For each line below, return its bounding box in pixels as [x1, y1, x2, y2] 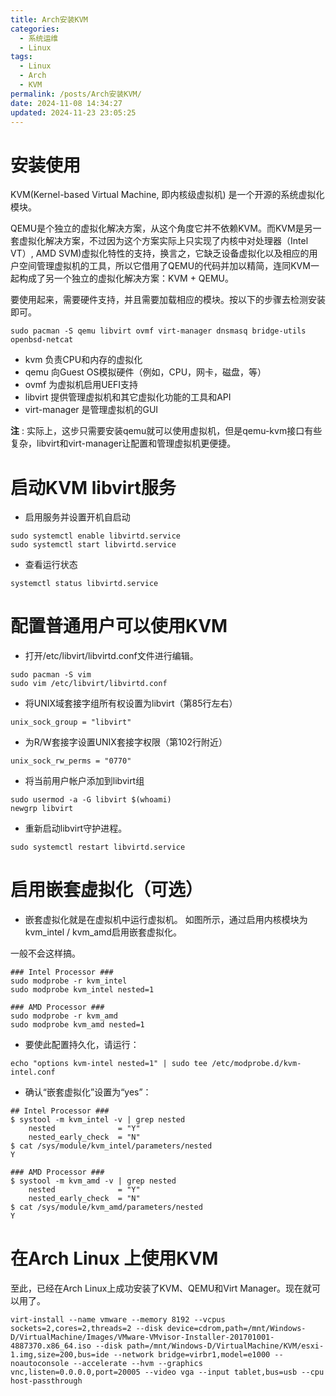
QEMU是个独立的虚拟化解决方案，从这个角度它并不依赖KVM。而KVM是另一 [10, 222, 322, 235]
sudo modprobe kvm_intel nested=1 [10, 985, 155, 995]
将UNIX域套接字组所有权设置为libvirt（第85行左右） [24, 697, 238, 710]
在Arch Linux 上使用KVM [10, 1247, 219, 1270]
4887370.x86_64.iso [10, 1341, 92, 1351]
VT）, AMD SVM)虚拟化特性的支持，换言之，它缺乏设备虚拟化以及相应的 [10, 247, 310, 260]
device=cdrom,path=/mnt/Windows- [166, 1324, 307, 1334]
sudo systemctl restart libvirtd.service [10, 842, 186, 853]
